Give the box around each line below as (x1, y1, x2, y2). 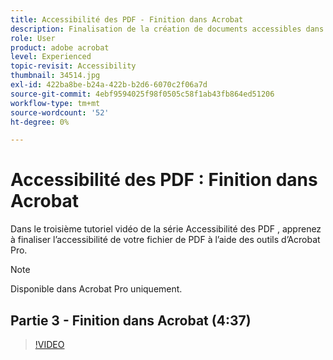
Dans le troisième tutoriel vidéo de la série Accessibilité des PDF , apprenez (10, 223, 322, 235)
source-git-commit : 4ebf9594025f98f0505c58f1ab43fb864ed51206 (10, 89, 275, 99)
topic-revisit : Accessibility (10, 61, 137, 71)
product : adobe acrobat (10, 42, 110, 53)
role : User (10, 33, 56, 43)
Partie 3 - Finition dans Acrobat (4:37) (10, 312, 252, 329)
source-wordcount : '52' (10, 107, 110, 118)
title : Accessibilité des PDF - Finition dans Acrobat (10, 14, 244, 25)
